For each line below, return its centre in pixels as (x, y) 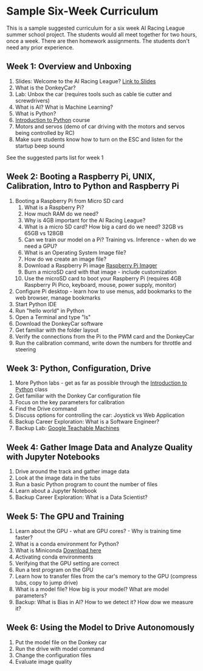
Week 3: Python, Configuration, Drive (79, 368)
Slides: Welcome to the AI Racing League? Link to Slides (85, 81)
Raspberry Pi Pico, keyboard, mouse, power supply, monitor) (100, 284)
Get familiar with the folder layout (57, 330)
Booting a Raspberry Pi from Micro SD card (69, 201)
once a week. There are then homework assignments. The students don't (98, 41)
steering (26, 349)
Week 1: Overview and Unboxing (69, 67)
